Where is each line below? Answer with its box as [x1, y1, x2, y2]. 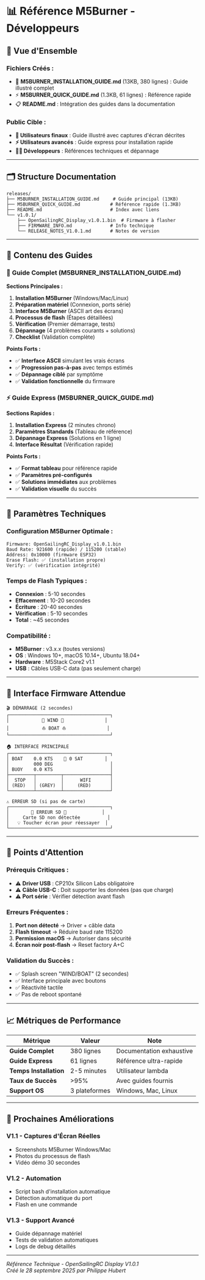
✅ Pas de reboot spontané [15, 991, 82, 998]
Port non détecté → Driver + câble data [15, 922, 115, 929]
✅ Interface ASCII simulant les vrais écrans [15, 357, 125, 364]
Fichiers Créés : [6, 64, 54, 73]
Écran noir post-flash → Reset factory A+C [15, 941, 124, 949]
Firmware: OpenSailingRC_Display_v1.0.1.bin [6, 541, 121, 547]
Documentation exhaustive [116, 1047, 193, 1055]
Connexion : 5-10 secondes [15, 590, 85, 597]
